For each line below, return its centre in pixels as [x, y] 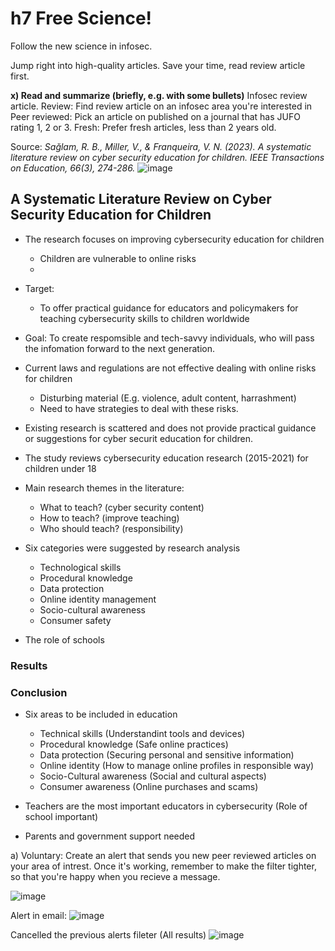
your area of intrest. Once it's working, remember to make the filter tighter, [163, 866]
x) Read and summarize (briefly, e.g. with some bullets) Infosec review [159, 95]
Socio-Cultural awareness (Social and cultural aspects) [153, 776]
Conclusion [39, 692]
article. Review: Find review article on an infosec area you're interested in [161, 106]
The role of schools [64, 639]
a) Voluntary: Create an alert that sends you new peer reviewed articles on [163, 855]
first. [20, 76]
